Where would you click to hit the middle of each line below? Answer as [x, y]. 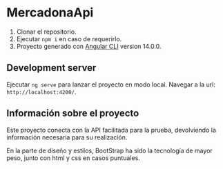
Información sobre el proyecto [73, 114]
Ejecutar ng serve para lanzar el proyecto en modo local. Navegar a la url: [111, 84]
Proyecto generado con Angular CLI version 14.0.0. [89, 46]
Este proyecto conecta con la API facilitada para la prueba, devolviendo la [111, 130]
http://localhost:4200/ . [41, 91]
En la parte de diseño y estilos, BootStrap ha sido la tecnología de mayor [110, 150]
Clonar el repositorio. [46, 32]
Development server [51, 68]
